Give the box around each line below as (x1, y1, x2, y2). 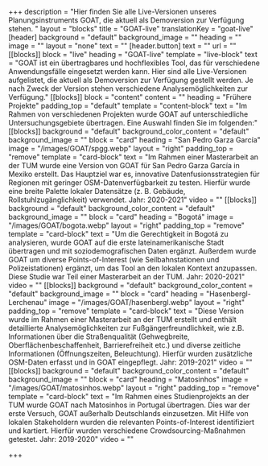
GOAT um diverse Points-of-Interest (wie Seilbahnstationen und (8, 255, 220, 264)
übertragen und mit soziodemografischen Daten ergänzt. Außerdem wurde (8, 246, 257, 256)
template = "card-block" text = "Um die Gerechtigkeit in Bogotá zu (8, 229, 229, 238)
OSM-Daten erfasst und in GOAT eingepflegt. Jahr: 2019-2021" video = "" (8, 357, 253, 367)
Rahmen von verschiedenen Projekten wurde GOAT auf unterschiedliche (8, 109, 249, 119)
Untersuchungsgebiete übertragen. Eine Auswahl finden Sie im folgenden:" (8, 118, 258, 127)
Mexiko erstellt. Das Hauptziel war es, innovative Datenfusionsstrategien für (8, 169, 260, 179)
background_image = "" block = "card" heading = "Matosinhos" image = (8, 374, 249, 384)
